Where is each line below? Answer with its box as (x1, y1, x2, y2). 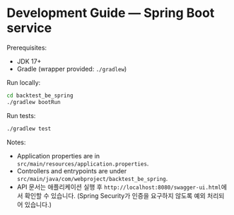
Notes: (6, 138, 26, 146)
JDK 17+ (16, 57, 42, 65)
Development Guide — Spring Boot (6, 5, 215, 21)
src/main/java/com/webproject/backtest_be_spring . (16, 174, 168, 182)
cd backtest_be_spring (6, 92, 74, 99)
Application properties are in (16, 151, 100, 160)
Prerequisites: (6, 43, 47, 52)
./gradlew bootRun (6, 98, 61, 105)
